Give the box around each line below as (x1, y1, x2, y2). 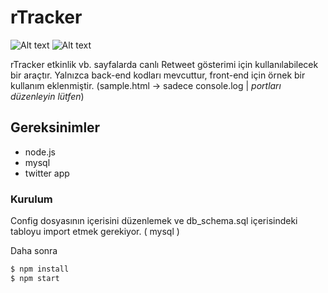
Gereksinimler (10, 119, 101, 136)
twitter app (24, 167, 70, 179)
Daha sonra (10, 245, 58, 257)
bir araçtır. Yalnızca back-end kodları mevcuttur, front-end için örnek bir (10, 69, 306, 81)
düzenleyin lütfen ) (10, 90, 85, 102)
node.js (24, 146, 57, 158)
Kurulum (10, 192, 53, 206)
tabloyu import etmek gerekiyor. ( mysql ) (10, 226, 180, 238)
